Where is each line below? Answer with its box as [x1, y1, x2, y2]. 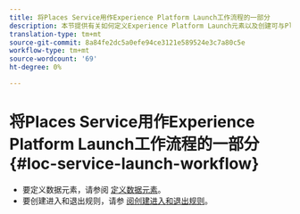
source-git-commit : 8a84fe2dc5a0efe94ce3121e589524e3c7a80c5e [9, 37, 246, 47]
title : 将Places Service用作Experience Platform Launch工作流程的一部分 [9, 12, 271, 22]
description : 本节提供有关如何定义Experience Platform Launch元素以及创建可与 [9, 21, 286, 30]
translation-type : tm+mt [9, 29, 102, 38]
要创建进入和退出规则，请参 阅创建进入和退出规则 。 [21, 195, 212, 206]
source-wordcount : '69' [9, 54, 98, 63]
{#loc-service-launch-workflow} [9, 153, 260, 174]
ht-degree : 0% [9, 63, 62, 72]
